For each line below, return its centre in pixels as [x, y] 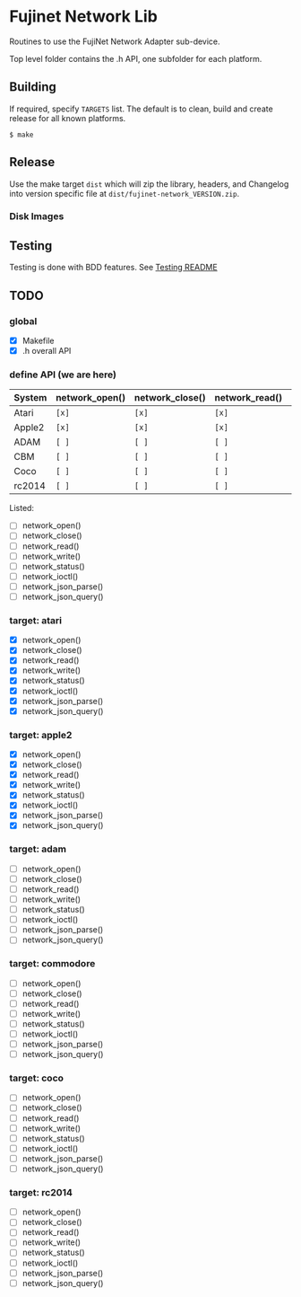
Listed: [21, 508]
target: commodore [52, 964]
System [30, 398]
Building [33, 87]
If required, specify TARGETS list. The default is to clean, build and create [141, 109]
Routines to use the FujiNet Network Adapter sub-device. [115, 41]
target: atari [36, 620]
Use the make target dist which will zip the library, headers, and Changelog [149, 184]
